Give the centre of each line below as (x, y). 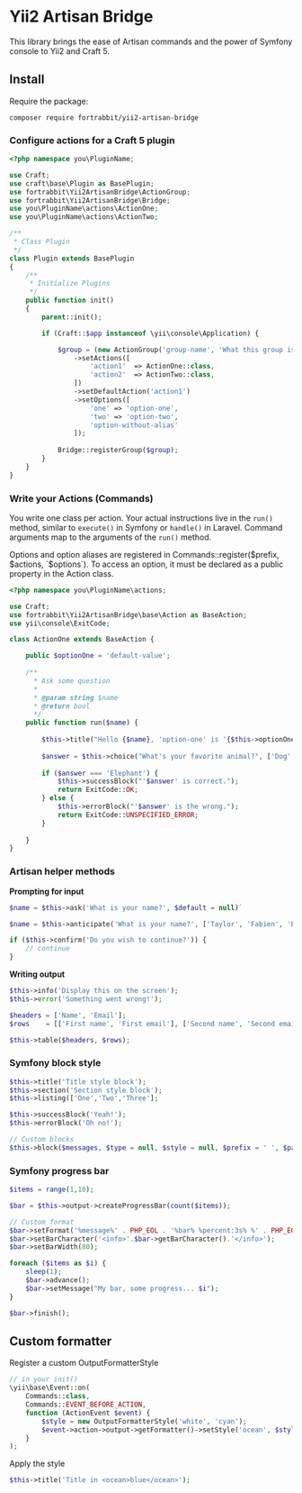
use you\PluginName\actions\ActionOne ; (84, 209)
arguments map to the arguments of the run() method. (111, 537)
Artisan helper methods (62, 871)
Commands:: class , (58, 1397)
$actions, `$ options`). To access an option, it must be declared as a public (147, 564)
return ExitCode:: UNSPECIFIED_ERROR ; (128, 815)
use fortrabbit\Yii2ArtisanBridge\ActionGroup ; (100, 192)
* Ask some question (71, 681)
